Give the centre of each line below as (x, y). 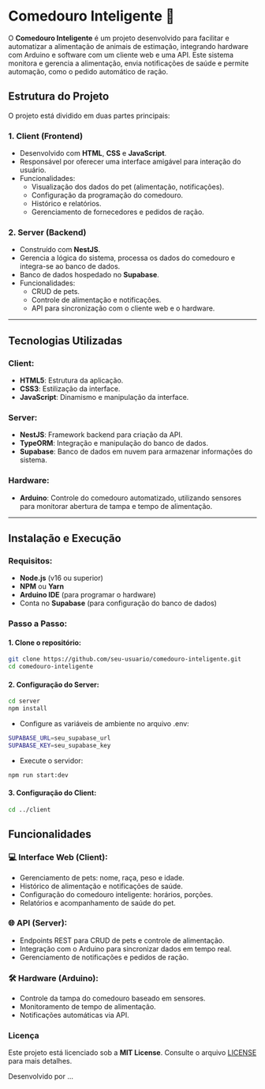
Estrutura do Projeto (59, 97)
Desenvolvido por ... (41, 1076)
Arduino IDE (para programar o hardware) (88, 595)
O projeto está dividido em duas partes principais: (89, 115)
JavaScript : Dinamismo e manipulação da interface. (104, 398)
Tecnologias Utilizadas (65, 340)
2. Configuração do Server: (54, 684)
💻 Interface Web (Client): (58, 857)
